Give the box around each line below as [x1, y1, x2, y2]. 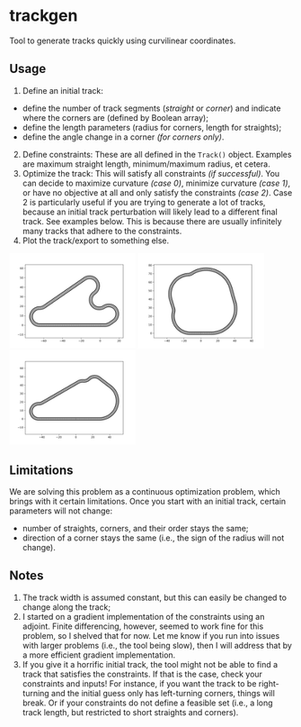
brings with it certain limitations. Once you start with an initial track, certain [9, 496, 287, 507]
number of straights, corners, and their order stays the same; [22, 523, 249, 534]
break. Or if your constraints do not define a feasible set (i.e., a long [22, 697, 273, 708]
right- [258, 677, 280, 689]
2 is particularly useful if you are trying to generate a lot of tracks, [22, 196, 266, 207]
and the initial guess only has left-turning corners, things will [50, 687, 276, 698]
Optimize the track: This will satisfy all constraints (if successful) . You [22, 168, 280, 178]
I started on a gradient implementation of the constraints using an [22, 611, 265, 622]
